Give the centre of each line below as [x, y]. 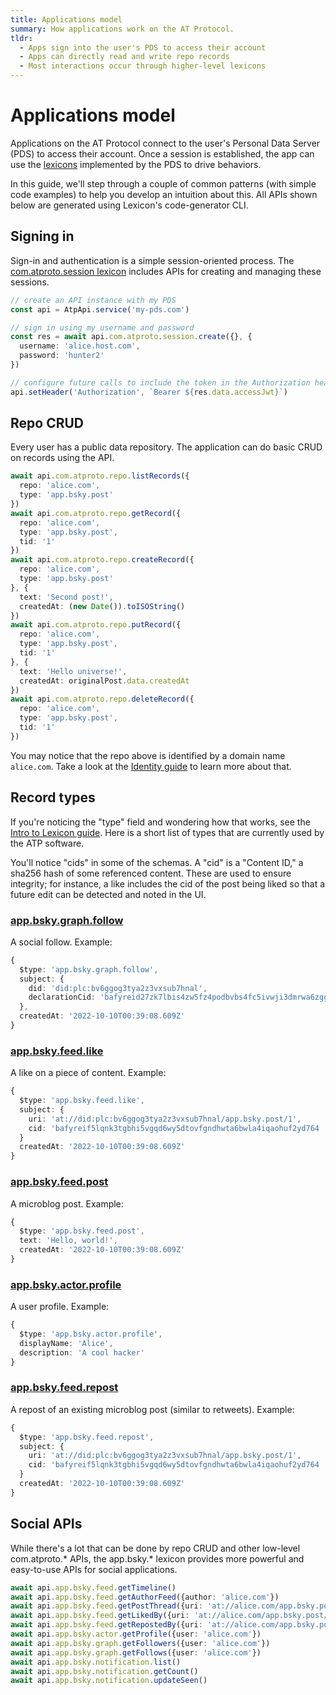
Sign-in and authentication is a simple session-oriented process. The [152, 260]
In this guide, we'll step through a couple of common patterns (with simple [163, 183]
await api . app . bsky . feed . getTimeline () [93, 1587]
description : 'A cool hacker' [82, 1352]
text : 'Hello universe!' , [73, 671]
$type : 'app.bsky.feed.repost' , [87, 1437]
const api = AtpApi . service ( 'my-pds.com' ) [100, 309]
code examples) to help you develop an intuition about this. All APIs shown [164, 194]
